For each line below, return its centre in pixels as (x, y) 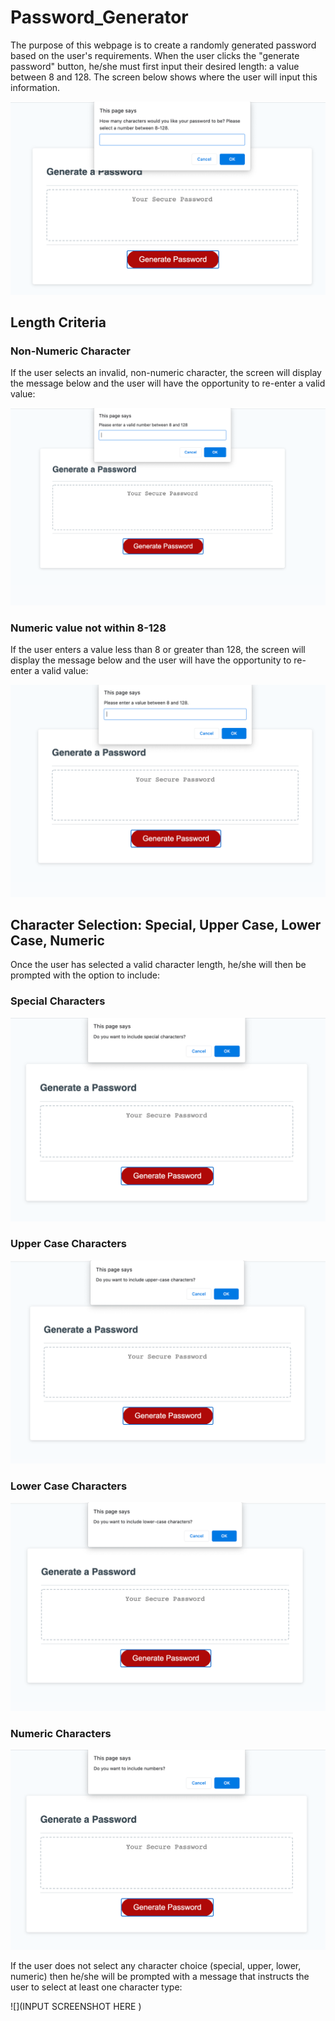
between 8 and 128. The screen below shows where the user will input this (164, 77)
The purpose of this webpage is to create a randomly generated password (163, 45)
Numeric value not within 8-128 (88, 628)
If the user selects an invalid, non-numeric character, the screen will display (166, 373)
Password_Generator (99, 17)
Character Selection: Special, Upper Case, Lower (166, 925)
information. (35, 87)
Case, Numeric (57, 940)
